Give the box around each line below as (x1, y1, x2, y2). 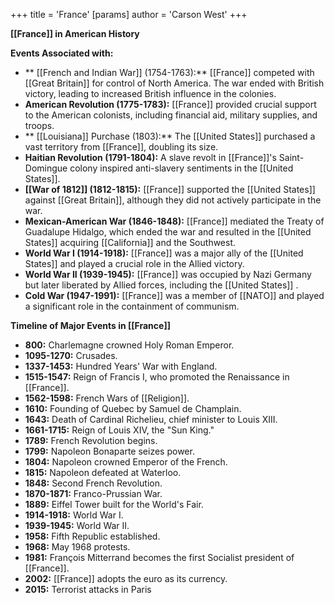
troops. (24, 120, 55, 131)
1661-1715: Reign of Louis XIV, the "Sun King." (24, 424, 215, 436)
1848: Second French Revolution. (24, 477, 163, 489)
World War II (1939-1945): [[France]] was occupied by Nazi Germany (24, 269, 312, 280)
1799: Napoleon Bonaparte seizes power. (24, 445, 195, 457)
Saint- (278, 152, 305, 163)
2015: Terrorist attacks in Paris (24, 584, 152, 595)
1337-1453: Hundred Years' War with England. (24, 360, 218, 372)
